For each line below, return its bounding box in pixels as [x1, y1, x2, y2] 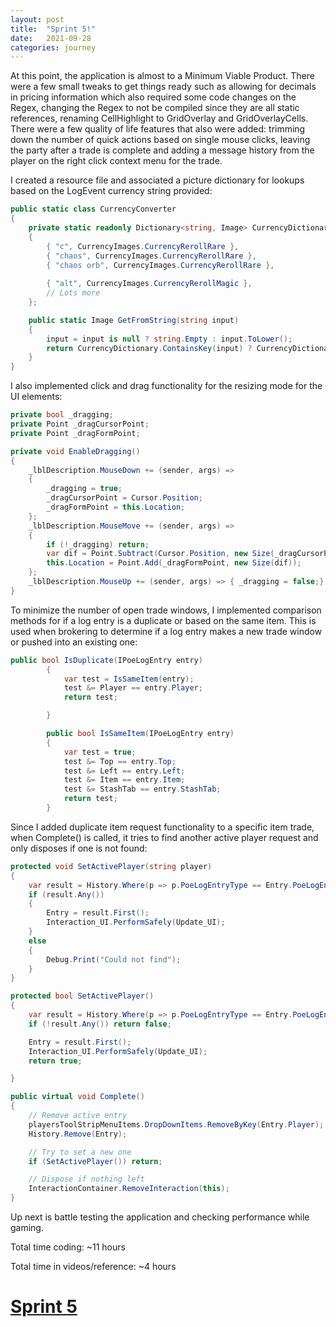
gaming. [10, 1222, 44, 1233]
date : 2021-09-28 [10, 33, 92, 43]
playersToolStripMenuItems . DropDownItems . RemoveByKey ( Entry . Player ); [28, 1119, 325, 1130]
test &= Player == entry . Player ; [63, 683, 203, 693]
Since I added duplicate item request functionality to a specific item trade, [10, 821, 315, 833]
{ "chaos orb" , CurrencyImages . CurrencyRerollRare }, [46, 260, 275, 270]
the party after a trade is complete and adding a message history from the [10, 144, 315, 156]
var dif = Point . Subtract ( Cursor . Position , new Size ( [46, 549, 275, 559]
